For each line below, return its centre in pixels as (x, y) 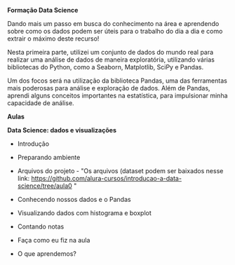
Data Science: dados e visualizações (62, 130)
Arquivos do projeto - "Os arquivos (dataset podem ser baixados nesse (120, 171)
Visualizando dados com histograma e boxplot (85, 213)
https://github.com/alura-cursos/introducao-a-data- (107, 178)
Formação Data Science (43, 10)
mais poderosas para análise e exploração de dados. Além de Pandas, (109, 88)
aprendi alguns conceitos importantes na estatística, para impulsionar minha (117, 95)
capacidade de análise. (41, 103)
